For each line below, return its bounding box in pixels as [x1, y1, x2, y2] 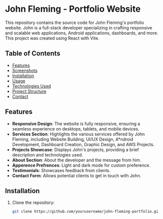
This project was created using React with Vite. [5, 35, 100, 41]
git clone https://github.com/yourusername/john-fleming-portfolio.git [12, 209, 161, 214]
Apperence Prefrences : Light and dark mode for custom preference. [12, 162, 151, 168]
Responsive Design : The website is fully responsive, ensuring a [12, 121, 140, 127]
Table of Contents [5, 49, 61, 58]
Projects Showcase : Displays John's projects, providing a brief [12, 147, 139, 153]
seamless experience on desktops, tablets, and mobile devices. [12, 126, 140, 131]
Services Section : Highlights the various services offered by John [12, 131, 145, 137]
